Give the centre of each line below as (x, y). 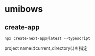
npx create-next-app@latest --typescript (47, 38)
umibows (24, 9)
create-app (22, 27)
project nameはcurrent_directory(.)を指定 (46, 48)
